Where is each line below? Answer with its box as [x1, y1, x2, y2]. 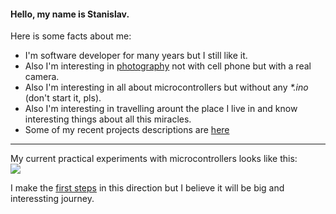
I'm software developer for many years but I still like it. [24, 50, 248, 62]
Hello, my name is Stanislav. [10, 8, 130, 20]
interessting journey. [10, 193, 95, 205]
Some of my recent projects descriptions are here [24, 124, 230, 136]
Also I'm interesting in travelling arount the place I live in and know [24, 103, 298, 115]
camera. [24, 71, 60, 83]
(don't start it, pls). [24, 92, 102, 104]
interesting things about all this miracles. [24, 113, 192, 125]
